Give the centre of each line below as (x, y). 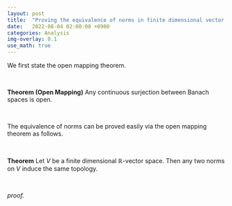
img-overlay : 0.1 (32, 39)
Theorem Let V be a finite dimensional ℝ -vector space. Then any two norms (116, 161)
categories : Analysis (38, 33)
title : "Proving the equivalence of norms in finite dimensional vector (116, 20)
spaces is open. (30, 100)
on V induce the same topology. (53, 169)
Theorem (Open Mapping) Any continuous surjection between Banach (108, 92)
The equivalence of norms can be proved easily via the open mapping (107, 126)
